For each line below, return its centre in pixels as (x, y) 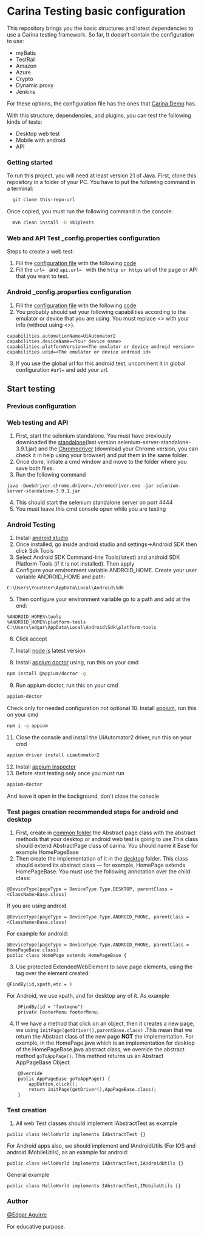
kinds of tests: (25, 122)
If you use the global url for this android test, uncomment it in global (100, 363)
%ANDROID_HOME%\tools (34, 617)
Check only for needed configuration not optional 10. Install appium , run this (102, 708)
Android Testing (31, 525)
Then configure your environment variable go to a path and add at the (103, 599)
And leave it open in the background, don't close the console (83, 796)
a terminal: (20, 189)
